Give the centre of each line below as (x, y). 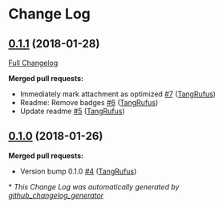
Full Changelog (33, 63)
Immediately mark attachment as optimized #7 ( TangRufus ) (118, 94)
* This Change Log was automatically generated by (94, 186)
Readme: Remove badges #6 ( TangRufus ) (89, 102)
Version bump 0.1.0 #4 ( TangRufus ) (78, 171)
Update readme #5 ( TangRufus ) (73, 111)
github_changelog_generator (56, 195)
